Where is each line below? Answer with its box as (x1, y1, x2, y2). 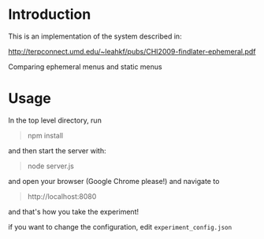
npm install (27, 131, 64, 140)
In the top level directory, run (8, 116, 102, 125)
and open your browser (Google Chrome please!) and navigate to (8, 176, 220, 186)
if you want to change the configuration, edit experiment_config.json (8, 222, 232, 231)
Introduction (8, 6, 91, 24)
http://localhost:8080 (27, 191, 97, 201)
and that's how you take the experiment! (8, 207, 139, 216)
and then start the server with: (8, 145, 106, 155)
